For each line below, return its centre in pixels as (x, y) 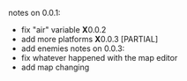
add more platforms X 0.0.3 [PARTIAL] (90, 39)
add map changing (55, 67)
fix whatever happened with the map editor (99, 58)
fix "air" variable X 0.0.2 (64, 29)
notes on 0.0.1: (34, 13)
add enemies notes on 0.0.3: (73, 48)
